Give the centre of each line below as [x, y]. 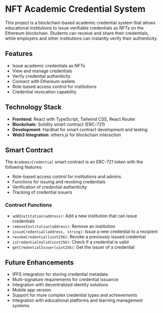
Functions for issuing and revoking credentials [59, 182]
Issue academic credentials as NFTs [49, 65]
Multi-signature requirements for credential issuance [65, 280]
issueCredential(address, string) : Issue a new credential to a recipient [85, 231]
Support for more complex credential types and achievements [75, 295]
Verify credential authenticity [41, 76]
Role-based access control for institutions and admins [67, 177]
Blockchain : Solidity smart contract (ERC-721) [58, 124]
